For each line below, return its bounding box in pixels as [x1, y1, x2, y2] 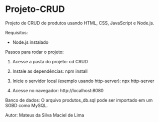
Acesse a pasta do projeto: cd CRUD [12, 58, 88, 64]
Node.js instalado [12, 39, 49, 45]
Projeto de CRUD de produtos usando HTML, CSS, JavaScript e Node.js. [5, 20, 154, 26]
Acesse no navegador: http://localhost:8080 [12, 87, 104, 93]
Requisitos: [5, 29, 28, 35]
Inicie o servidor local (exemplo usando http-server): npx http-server [12, 78, 154, 84]
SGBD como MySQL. [5, 102, 48, 108]
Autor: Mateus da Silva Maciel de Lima [5, 112, 84, 118]
